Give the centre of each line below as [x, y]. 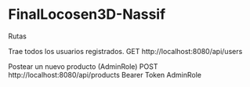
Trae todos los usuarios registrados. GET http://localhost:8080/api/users [125, 51]
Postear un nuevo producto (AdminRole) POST [83, 66]
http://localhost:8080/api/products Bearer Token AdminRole [105, 74]
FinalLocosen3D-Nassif [87, 14]
